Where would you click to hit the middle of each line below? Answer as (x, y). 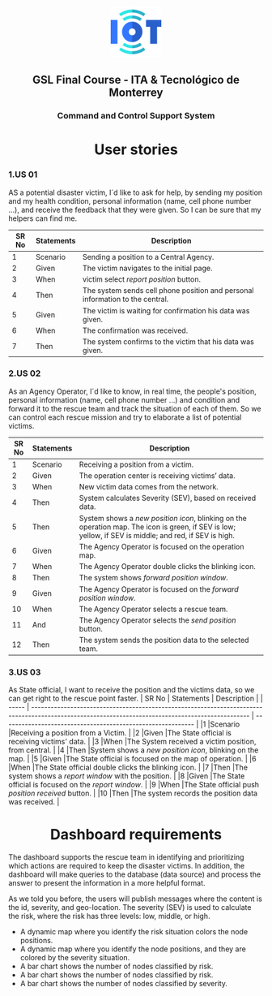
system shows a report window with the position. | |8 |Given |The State (127, 776)
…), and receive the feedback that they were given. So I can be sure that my (135, 209)
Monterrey (136, 93)
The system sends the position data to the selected (164, 640)
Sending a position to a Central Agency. (148, 257)
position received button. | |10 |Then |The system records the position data (133, 793)
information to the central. (125, 300)
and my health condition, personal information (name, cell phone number (130, 200)
